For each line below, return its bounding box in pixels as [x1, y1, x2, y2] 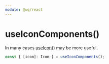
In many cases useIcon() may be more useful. [5, 45, 98, 51]
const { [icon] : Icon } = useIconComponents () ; [5, 54, 105, 59]
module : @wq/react [5, 7, 43, 12]
